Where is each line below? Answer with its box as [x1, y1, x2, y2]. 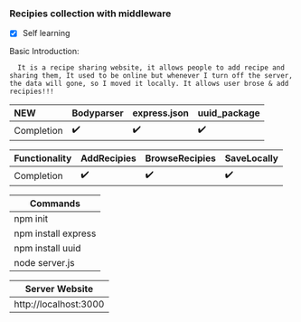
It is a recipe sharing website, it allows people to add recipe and [17, 63, 285, 72]
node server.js [14, 257, 75, 270]
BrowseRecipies [145, 152, 217, 165]
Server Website [24, 283, 94, 296]
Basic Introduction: [9, 46, 80, 57]
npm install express [14, 227, 97, 240]
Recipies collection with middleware [9, 7, 172, 20]
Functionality [14, 152, 72, 165]
